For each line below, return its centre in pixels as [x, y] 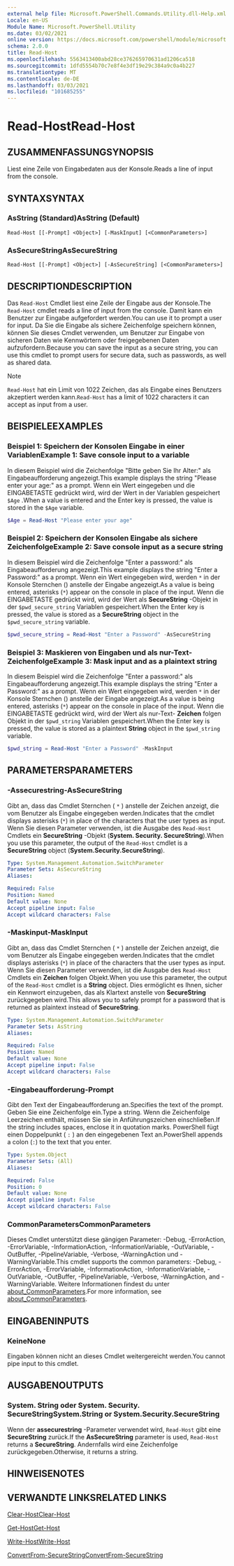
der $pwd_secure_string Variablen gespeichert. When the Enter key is [106, 606]
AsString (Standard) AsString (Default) [73, 218]
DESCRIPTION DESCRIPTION [70, 286]
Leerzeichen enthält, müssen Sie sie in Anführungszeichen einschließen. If [114, 1120]
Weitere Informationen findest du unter [114, 1284]
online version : [31, 40]
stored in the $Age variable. [46, 507]
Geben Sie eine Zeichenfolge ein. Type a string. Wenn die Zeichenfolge [109, 1112]
